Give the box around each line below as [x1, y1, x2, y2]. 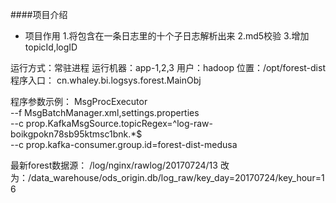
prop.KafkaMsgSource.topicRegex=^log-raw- [25, 118, 213, 129]
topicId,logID [24, 41, 78, 53]
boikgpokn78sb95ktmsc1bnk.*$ [10, 128, 143, 140]
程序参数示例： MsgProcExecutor [10, 96, 148, 107]
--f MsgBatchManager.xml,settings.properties [10, 107, 200, 118]
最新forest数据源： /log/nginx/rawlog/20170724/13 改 [10, 159, 230, 171]
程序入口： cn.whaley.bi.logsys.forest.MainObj [10, 74, 202, 86]
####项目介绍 [10, 9, 68, 20]
